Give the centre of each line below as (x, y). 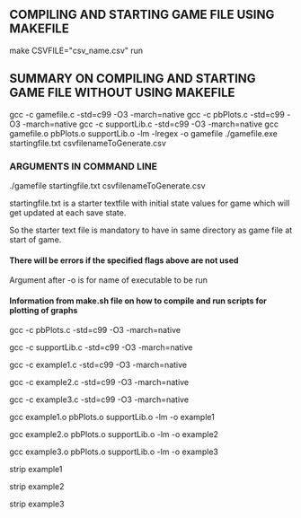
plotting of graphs (44, 310)
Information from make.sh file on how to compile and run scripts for (138, 301)
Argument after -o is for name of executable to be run (109, 280)
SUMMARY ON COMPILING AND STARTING (133, 79)
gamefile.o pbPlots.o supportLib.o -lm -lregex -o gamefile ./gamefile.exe (144, 133)
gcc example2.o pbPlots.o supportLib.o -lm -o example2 (114, 435)
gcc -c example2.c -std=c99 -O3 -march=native (99, 382)
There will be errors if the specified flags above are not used (124, 260)
